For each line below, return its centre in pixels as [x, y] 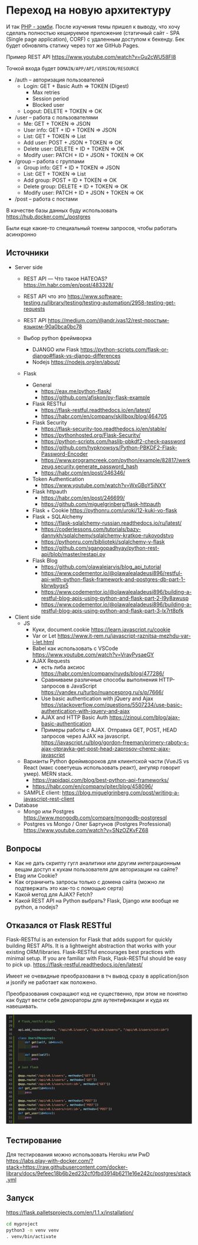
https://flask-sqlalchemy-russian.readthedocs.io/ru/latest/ [111, 522]
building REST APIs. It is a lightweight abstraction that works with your [91, 946]
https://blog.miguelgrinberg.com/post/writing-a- [121, 792]
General [42, 385]
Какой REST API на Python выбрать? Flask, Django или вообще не [97, 900]
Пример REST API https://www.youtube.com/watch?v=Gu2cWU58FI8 [91, 57]
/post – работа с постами [46, 199]
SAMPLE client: [42, 792]
